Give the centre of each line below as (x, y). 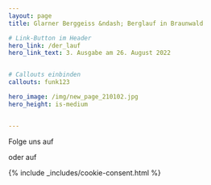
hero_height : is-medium (48, 104)
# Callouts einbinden (45, 75)
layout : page (30, 16)
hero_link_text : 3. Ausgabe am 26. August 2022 (90, 53)
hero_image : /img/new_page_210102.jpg (73, 97)
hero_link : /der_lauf (45, 45)
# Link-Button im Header (50, 38)
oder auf (23, 157)
